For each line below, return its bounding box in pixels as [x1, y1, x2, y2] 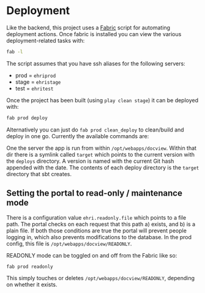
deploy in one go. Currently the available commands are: [6, 132, 149, 139]
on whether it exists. [6, 281, 58, 288]
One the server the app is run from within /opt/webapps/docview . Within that [6, 144, 197, 152]
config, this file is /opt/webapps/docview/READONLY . [6, 240, 132, 247]
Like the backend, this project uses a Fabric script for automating [6, 24, 170, 31]
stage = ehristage [15, 78, 61, 86]
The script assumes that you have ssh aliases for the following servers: [6, 59, 185, 67]
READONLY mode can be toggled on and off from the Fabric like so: [6, 251, 177, 259]
